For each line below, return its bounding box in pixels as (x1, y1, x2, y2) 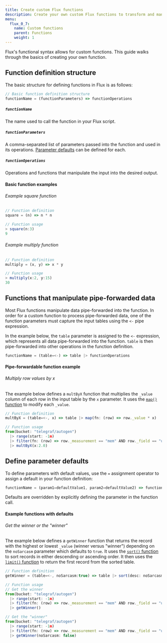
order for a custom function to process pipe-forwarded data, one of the (5, 312, 152, 318)
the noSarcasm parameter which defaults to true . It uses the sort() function (5, 548, 159, 554)
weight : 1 (14, 35, 35, 40)
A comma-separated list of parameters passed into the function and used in (5, 142, 161, 148)
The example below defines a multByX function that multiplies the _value (5, 391, 153, 397)
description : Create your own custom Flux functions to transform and (5, 12, 155, 17)
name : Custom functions (14, 26, 64, 31)
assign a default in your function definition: (5, 475, 93, 481)
